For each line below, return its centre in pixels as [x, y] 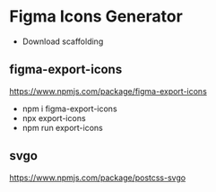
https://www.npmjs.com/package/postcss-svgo [98, 178]
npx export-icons [54, 118]
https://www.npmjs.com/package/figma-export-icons [108, 91]
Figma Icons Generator [96, 17]
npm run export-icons [62, 127]
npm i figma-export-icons [70, 109]
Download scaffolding [63, 41]
